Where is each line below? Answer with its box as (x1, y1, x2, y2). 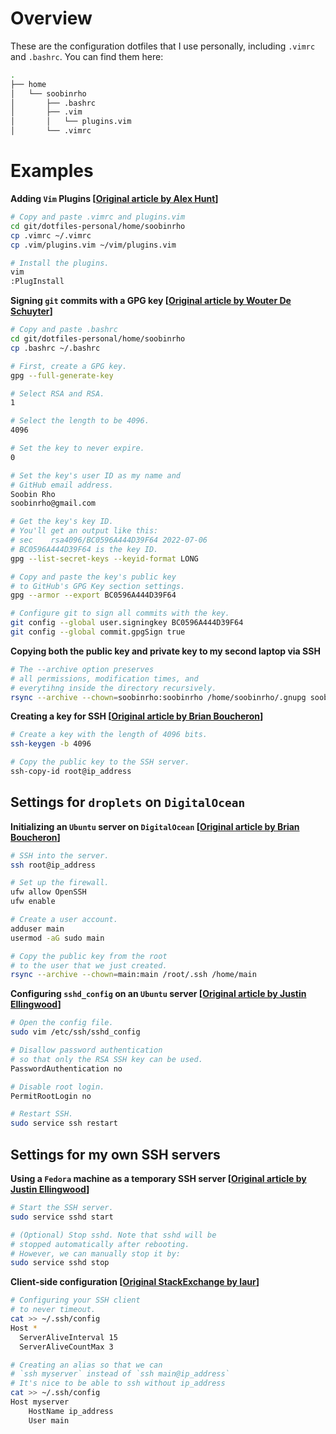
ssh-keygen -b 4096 (10, 739, 92, 749)
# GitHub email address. (10, 480, 114, 490)
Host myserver (10, 1397, 70, 1407)
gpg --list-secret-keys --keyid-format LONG (10, 553, 199, 564)
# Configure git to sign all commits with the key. (10, 608, 230, 619)
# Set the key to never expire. (10, 443, 145, 453)
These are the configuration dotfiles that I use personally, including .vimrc (10, 40, 316, 52)
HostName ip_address (28, 1406, 114, 1416)
